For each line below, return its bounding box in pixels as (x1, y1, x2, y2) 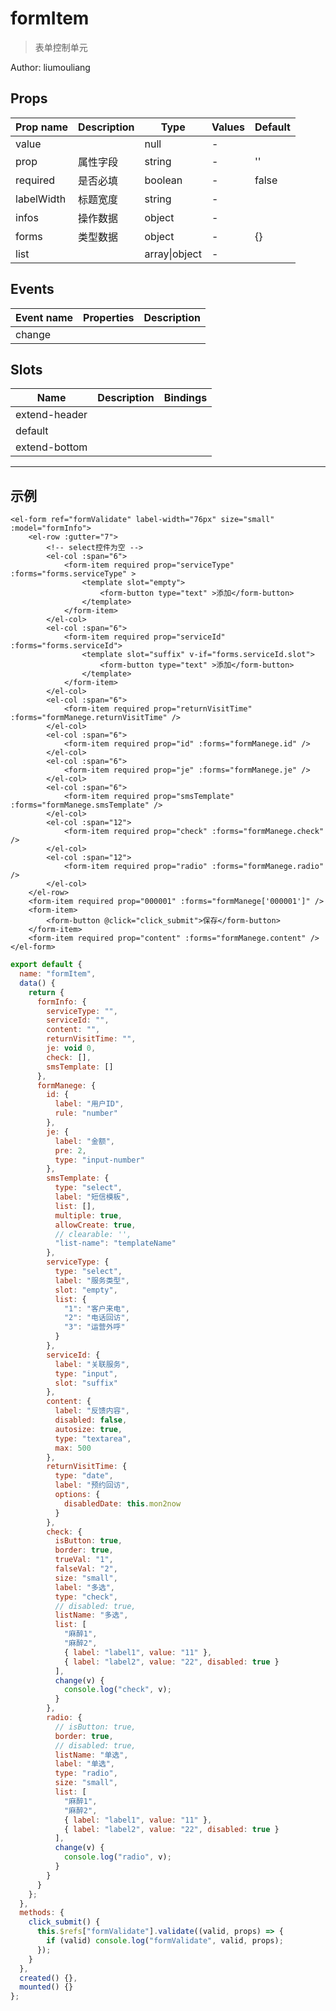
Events (10, 281, 55, 298)
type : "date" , (54, 1471, 114, 1481)
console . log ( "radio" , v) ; (63, 1852, 172, 1862)
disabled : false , (54, 1415, 128, 1426)
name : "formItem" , (19, 969, 97, 979)
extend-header (15, 408, 88, 422)
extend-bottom (15, 440, 88, 454)
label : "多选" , (54, 1582, 116, 1592)
